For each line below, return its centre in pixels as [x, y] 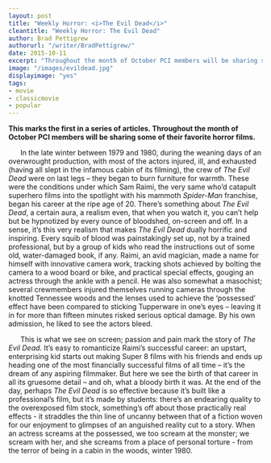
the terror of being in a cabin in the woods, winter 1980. [100, 451]
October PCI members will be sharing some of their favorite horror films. [132, 137]
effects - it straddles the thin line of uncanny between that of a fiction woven [135, 416]
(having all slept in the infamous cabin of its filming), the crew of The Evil [129, 170]
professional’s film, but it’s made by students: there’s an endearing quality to [134, 399]
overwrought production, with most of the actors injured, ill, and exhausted [132, 161]
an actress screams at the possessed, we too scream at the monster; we [129, 434]
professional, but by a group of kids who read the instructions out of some [132, 247]
